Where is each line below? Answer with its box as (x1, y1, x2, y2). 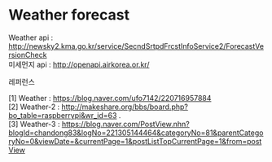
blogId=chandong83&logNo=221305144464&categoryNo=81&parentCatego (8, 128, 264, 138)
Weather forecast (8, 6, 130, 24)
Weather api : (8, 33, 54, 42)
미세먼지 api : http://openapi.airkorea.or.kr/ (8, 59, 150, 69)
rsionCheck (8, 50, 47, 59)
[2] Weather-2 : (8, 102, 60, 112)
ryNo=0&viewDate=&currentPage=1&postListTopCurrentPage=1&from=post (8, 136, 262, 146)
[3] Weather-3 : (8, 119, 60, 129)
